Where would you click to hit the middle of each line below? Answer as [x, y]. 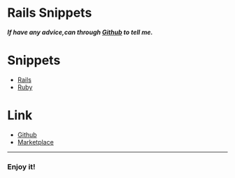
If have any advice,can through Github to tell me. [80, 32]
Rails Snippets [50, 13]
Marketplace [35, 142]
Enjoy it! [21, 167]
